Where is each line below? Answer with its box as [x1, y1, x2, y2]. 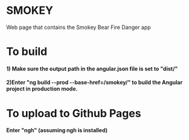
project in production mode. [6, 85, 78, 92]
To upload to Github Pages [6, 106, 141, 120]
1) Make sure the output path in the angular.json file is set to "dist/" [6, 65, 178, 72]
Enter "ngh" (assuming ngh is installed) [6, 127, 108, 134]
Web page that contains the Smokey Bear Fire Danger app [6, 24, 151, 31]
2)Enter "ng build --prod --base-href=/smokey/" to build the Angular [6, 79, 183, 86]
